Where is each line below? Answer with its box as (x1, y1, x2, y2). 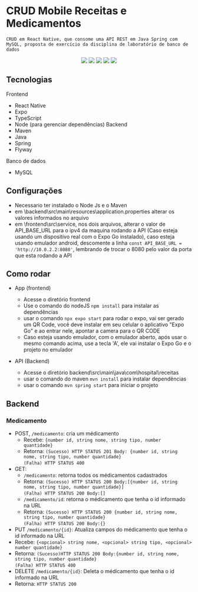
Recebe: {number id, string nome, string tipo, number (23, 436, 161, 444)
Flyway (14, 146, 32, 153)
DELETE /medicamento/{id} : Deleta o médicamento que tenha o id (14, 568, 175, 575)
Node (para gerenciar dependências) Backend (14, 121, 128, 128)
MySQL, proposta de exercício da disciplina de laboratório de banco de (6, 41, 189, 47)
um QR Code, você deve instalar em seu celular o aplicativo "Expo (23, 321, 184, 328)
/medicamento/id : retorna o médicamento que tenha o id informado (23, 496, 186, 503)
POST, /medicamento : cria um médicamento (14, 430, 119, 437)
